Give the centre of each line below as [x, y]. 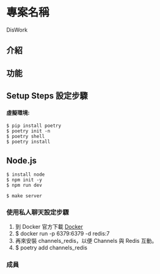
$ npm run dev [24, 186]
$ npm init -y [24, 180]
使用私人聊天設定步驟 [38, 212]
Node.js [22, 160]
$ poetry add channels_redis [51, 248]
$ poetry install [28, 142]
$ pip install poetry [34, 126]
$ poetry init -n [28, 131]
